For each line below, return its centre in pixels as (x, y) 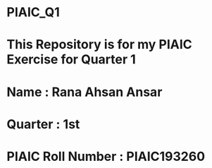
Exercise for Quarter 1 (71, 60)
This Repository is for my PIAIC (100, 45)
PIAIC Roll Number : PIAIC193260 (106, 156)
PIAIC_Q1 (33, 12)
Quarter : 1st (43, 124)
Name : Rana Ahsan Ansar (85, 92)
